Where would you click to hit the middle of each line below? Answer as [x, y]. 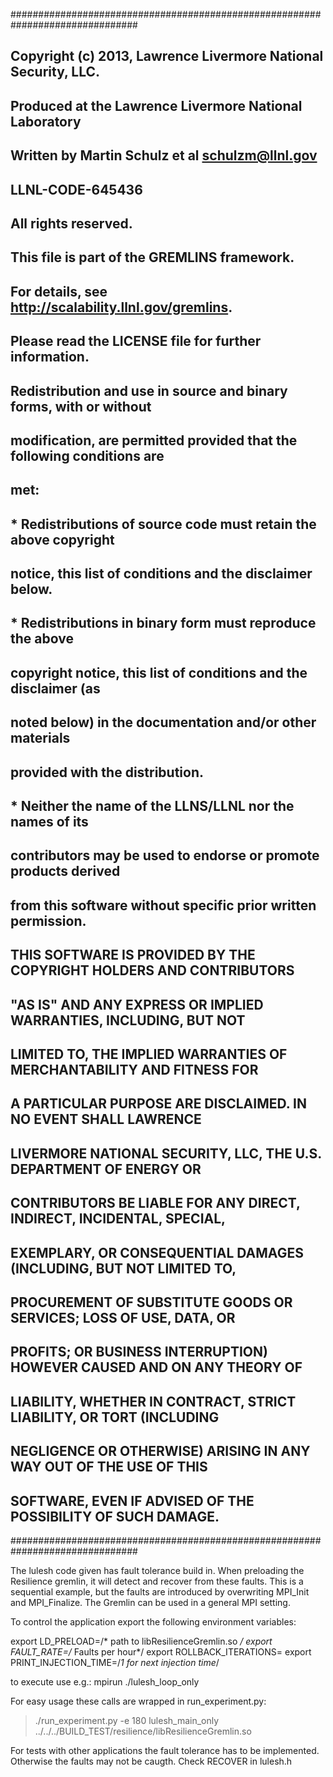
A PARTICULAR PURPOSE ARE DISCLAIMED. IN [158, 1104]
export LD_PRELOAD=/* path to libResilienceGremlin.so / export [141, 1641]
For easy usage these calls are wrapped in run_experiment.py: [138, 1701]
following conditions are [87, 455]
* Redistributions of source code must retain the [163, 524]
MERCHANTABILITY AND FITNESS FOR [134, 1069]
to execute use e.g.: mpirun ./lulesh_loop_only [105, 1681]
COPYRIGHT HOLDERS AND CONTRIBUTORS [152, 970]
